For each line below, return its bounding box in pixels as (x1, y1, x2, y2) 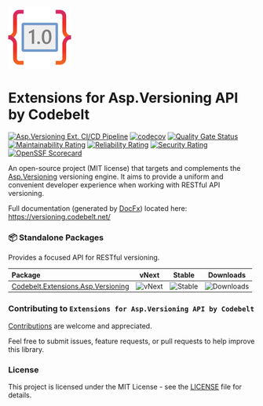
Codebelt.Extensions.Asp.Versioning (11, 281, 130, 291)
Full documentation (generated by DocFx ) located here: (8, 203, 188, 213)
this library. (8, 344, 45, 354)
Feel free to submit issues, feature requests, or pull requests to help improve (8, 336, 255, 346)
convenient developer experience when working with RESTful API (8, 179, 221, 190)
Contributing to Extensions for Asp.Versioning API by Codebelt (8, 303, 255, 314)
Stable (173, 270, 195, 280)
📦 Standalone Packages (8, 232, 104, 243)
